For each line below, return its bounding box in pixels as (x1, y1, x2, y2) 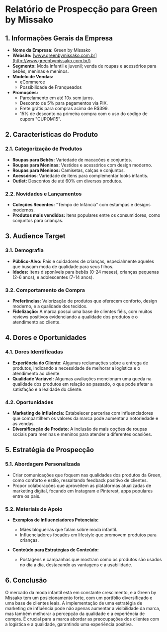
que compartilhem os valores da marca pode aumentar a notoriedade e (12, 415, 159, 421)
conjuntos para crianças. (12, 217, 64, 223)
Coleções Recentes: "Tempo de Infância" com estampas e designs (12, 201, 151, 207)
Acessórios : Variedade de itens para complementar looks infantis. (12, 172, 149, 178)
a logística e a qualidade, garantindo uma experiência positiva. (5, 621, 133, 627)
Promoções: (12, 90, 38, 95)
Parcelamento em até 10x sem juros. (19, 95, 94, 101)
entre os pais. (12, 493, 41, 499)
